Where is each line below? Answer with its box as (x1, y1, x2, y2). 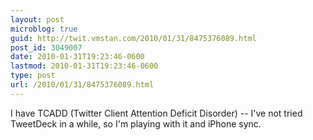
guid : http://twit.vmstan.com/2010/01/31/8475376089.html (10, 33, 257, 43)
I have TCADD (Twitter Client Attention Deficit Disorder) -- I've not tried (10, 107, 303, 119)
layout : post (10, 14, 65, 25)
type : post (10, 71, 56, 81)
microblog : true (10, 24, 78, 34)
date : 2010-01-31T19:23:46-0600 (10, 52, 145, 62)
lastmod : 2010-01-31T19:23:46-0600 (10, 61, 159, 71)
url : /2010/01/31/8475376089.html (10, 80, 155, 90)
